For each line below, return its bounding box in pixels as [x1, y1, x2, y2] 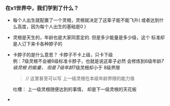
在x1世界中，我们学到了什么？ [5, 4, 79, 11]
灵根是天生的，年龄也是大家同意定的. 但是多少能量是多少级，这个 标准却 [12, 34, 165, 40]
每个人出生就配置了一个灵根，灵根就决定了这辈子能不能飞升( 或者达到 [12, 17, 160, 24]
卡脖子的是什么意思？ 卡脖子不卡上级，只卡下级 [12, 52, 113, 58]
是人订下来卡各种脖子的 [12, 41, 62, 47]
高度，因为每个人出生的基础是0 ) [17, 24, 86, 30]
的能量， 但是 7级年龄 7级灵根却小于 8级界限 [27, 65, 120, 71]
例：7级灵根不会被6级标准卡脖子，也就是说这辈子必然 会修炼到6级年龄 [12, 58, 162, 65]
